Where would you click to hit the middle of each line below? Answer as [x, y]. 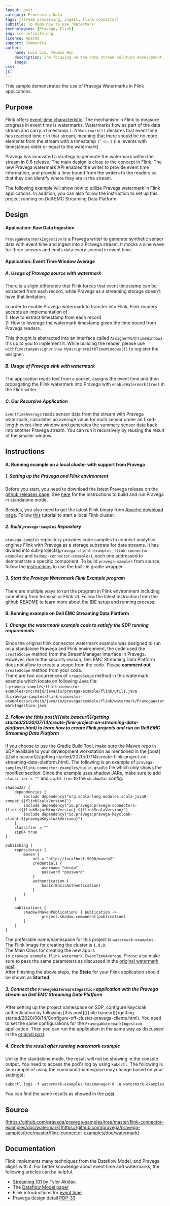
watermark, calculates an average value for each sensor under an [74, 419]
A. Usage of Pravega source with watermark [53, 273]
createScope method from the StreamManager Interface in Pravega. [76, 654]
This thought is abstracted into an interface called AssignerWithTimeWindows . [84, 338]
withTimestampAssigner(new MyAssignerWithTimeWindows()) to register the [82, 348]
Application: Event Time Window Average [50, 261]
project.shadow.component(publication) [83, 917]
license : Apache [22, 39]
